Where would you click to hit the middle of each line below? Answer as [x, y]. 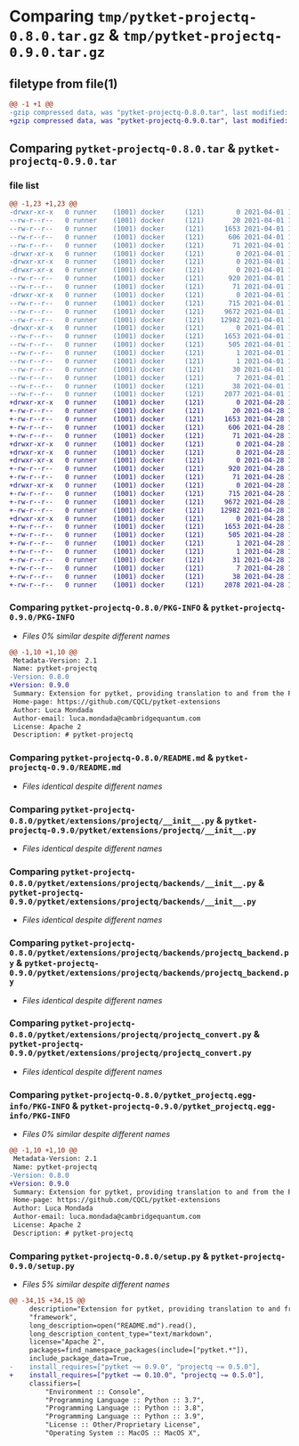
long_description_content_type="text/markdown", [121, 1334]
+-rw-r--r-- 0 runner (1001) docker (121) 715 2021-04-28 [147, 493]
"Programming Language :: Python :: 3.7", [125, 1400]
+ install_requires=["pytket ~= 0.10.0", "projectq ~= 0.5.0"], [137, 1375]
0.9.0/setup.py [42, 1266]
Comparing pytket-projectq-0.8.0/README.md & [112, 758]
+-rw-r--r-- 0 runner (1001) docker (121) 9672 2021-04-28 [147, 502]
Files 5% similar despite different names [96, 1285]
